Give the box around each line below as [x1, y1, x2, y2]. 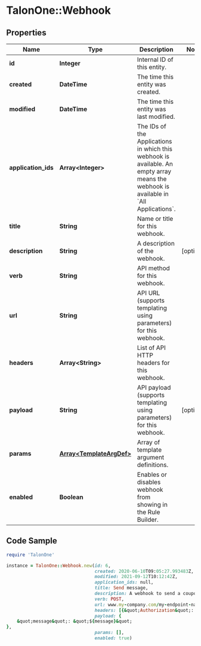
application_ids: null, [95, 579, 154, 585]
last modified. [137, 112, 175, 121]
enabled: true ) [95, 635, 133, 641]
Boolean [59, 493, 84, 501]
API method [137, 264, 170, 272]
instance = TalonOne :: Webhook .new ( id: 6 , [6, 563, 111, 569]
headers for [137, 358, 170, 367]
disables [137, 478, 161, 486]
